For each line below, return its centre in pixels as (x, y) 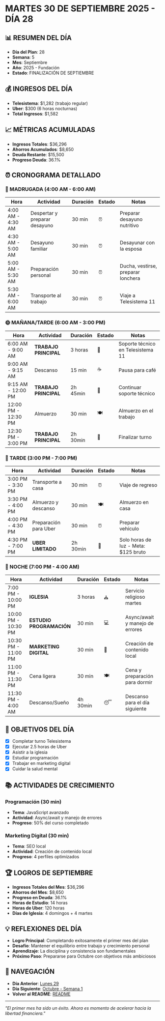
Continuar (130, 387)
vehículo (129, 528)
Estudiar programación (35, 758)
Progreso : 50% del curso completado (51, 823)
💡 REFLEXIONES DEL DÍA (43, 929)
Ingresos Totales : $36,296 (40, 144)
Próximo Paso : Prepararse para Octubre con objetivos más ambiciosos (84, 956)
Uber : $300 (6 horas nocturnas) (45, 108)
